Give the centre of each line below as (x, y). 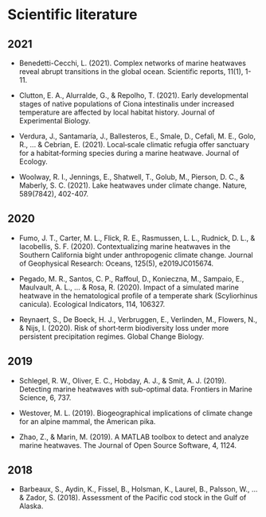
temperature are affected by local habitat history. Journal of (117, 112)
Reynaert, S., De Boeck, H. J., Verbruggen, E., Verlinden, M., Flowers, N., (138, 319)
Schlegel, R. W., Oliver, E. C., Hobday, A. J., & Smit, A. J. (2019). (123, 380)
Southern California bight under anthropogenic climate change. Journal (136, 255)
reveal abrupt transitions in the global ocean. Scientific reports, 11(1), (131, 72)
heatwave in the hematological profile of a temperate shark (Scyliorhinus (138, 295)
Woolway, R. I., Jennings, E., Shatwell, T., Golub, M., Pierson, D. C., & (131, 177)
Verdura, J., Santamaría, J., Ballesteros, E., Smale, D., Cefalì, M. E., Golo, (137, 136)
